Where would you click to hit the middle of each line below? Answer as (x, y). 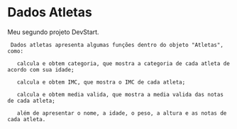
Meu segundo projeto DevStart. (53, 32)
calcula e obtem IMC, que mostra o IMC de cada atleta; (101, 82)
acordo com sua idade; (41, 69)
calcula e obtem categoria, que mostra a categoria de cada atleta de (123, 63)
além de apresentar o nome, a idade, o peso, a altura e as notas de (122, 113)
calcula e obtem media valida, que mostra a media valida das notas (120, 94)
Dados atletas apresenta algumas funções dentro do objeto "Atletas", (117, 45)
